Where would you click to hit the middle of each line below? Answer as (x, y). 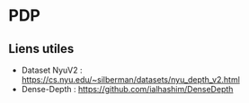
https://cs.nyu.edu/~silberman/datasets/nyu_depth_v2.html (130, 80)
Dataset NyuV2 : (52, 70)
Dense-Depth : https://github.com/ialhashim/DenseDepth (127, 89)
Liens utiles (41, 49)
